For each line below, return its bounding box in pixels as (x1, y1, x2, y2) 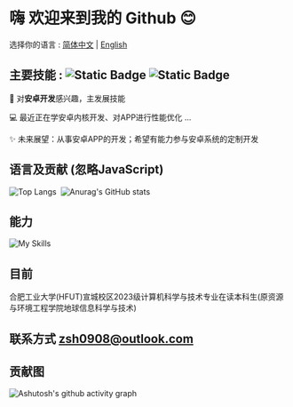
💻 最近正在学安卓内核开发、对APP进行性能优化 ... (9, 112, 192, 123)
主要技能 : (9, 68, 63, 83)
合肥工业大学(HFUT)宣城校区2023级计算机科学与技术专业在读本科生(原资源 (9, 291, 284, 302)
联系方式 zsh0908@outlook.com (9, 331, 194, 347)
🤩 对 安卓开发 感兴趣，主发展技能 (9, 92, 126, 103)
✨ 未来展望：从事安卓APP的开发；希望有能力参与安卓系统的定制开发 (9, 133, 259, 144)
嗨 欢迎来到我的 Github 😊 (9, 8, 197, 28)
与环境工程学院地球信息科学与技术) (9, 303, 138, 314)
